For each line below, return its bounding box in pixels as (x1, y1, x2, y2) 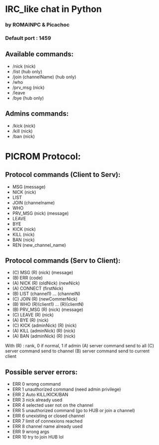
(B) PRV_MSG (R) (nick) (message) (12, 306, 83, 312)
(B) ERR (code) (12, 275, 43, 281)
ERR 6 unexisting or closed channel (12, 413, 85, 419)
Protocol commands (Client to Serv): (5, 170, 121, 179)
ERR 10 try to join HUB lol (12, 434, 64, 440)
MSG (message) (12, 183, 46, 190)
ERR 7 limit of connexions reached (12, 418, 83, 424)
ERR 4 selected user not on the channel (12, 402, 93, 408)
